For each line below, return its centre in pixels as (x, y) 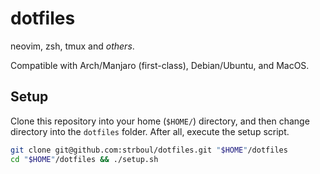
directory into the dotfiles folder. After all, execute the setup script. (150, 131)
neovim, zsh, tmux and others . (72, 46)
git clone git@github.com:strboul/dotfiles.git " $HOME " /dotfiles (149, 150)
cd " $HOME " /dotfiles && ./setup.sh (84, 159)
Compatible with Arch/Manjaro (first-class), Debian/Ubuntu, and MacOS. (160, 65)
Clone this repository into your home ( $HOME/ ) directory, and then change (160, 121)
